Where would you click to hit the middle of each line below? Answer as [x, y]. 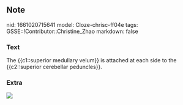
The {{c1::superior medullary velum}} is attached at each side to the [91, 60]
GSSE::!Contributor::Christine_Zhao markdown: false [73, 31]
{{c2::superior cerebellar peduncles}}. [54, 67]
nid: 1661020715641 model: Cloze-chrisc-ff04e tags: [72, 24]
